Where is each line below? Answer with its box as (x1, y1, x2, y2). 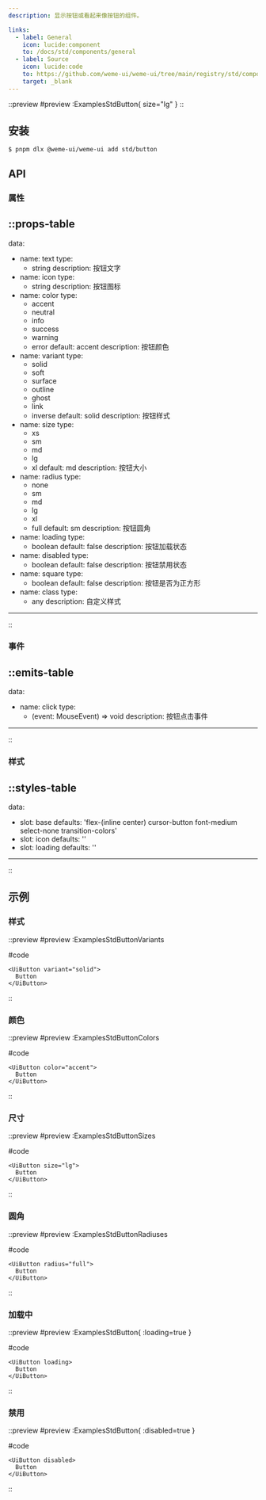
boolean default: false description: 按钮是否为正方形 (31, 578, 201, 587)
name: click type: (19, 702, 77, 712)
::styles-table (8, 781, 77, 795)
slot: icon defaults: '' (19, 834, 87, 844)
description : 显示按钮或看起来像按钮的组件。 (8, 11, 143, 20)
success (31, 324, 59, 334)
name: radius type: (19, 471, 82, 481)
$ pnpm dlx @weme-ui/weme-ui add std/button (8, 146, 158, 154)
